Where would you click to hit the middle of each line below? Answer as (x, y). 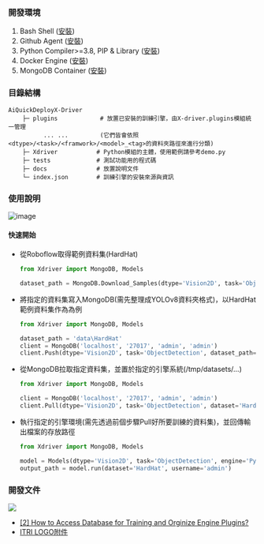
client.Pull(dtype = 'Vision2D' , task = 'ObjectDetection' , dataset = (129, 406)
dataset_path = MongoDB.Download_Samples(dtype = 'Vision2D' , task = (131, 283)
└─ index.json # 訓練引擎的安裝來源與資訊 (98, 177)
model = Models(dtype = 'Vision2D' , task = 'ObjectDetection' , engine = (133, 461)
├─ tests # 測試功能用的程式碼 (89, 160)
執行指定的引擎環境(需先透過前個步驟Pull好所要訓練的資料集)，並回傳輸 (135, 422)
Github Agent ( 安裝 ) (52, 41)
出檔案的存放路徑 (47, 431)
